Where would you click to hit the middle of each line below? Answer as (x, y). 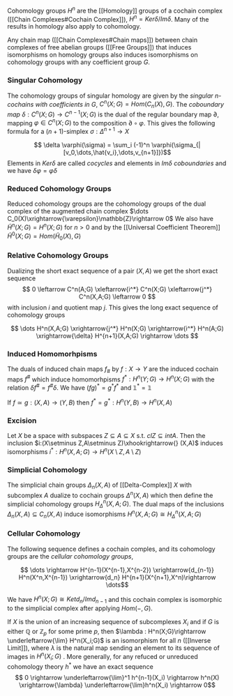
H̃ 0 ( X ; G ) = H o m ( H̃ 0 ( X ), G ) (44, 236)
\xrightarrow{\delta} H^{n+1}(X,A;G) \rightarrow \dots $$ (117, 335)
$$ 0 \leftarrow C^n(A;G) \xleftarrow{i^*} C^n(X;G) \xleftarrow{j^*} (117, 289)
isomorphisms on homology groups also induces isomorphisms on (103, 55)
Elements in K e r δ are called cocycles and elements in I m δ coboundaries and (117, 163)
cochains (21, 104)
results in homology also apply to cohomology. (74, 27)
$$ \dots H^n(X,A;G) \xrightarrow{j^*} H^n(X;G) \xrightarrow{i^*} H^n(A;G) (117, 328)
